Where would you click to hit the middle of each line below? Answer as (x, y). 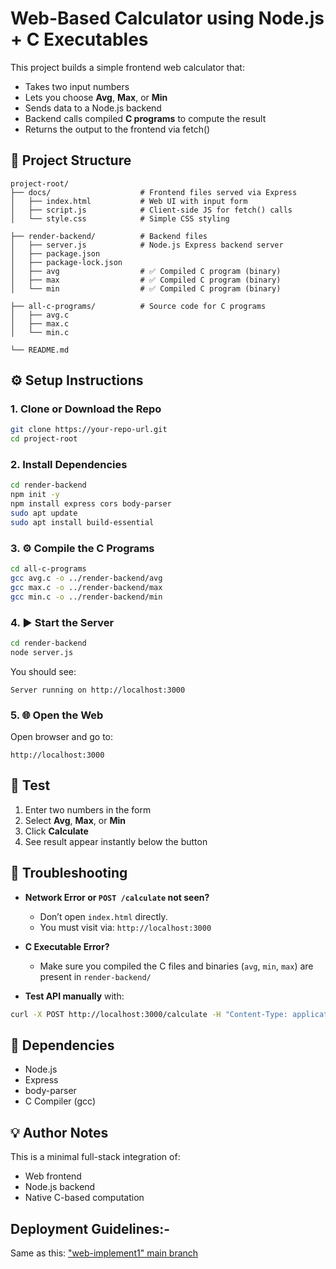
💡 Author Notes (59, 1132)
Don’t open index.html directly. (103, 916)
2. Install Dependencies (69, 465)
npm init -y (35, 495)
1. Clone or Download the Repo (86, 409)
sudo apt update (44, 513)
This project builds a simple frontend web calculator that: (127, 67)
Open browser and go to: (62, 736)
